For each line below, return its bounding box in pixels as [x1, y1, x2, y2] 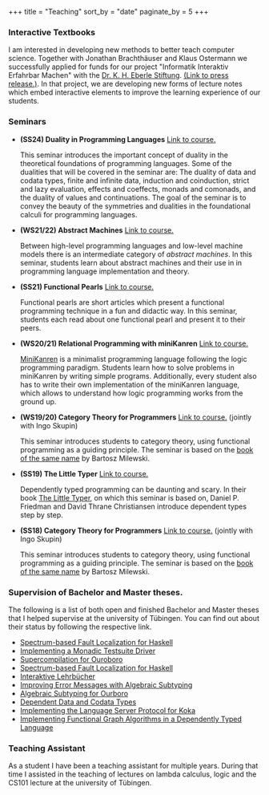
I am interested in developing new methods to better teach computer [8, 45, 235, 55]
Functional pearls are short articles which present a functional [19, 297, 225, 307]
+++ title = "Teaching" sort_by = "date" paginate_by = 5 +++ [8, 7, 209, 16]
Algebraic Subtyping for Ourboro [19, 688, 129, 698]
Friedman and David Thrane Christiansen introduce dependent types [19, 501, 247, 511]
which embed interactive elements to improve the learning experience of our [8, 87, 261, 97]
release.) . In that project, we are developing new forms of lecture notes [8, 79, 243, 89]
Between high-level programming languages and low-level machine [19, 241, 243, 250]
